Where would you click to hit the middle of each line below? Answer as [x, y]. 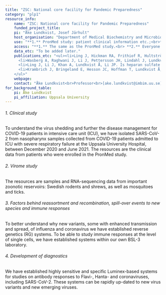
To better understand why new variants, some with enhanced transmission [81, 224]
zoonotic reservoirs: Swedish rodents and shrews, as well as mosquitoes [79, 187]
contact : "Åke [28, 83]
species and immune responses [38, 208]
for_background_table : [28, 88]
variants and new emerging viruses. [41, 287]
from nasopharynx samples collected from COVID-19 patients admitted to [84, 139]
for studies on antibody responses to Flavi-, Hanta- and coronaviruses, [77, 277]
